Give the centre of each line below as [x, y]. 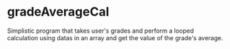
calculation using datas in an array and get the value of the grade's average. [115, 37]
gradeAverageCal [58, 12]
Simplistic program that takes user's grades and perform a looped [101, 31]
